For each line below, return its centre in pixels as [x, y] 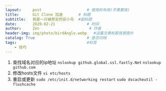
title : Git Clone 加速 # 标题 [48, 15]
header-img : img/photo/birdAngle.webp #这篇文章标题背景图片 [70, 33]
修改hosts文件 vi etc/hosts [41, 73]
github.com [24, 67]
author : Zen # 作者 [53, 29]
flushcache [24, 84]
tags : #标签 [51, 43]
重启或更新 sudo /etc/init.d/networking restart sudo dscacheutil [83, 79]
